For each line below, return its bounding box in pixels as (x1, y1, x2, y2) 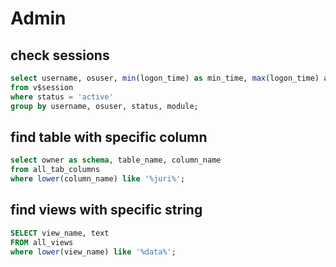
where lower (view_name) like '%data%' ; (10, 247, 177, 257)
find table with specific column (10, 128, 208, 146)
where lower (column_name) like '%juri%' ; (10, 174, 186, 184)
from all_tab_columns (10, 165, 101, 175)
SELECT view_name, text (10, 228, 110, 238)
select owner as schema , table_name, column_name (10, 155, 222, 166)
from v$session (10, 82, 74, 92)
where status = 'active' (10, 92, 114, 102)
